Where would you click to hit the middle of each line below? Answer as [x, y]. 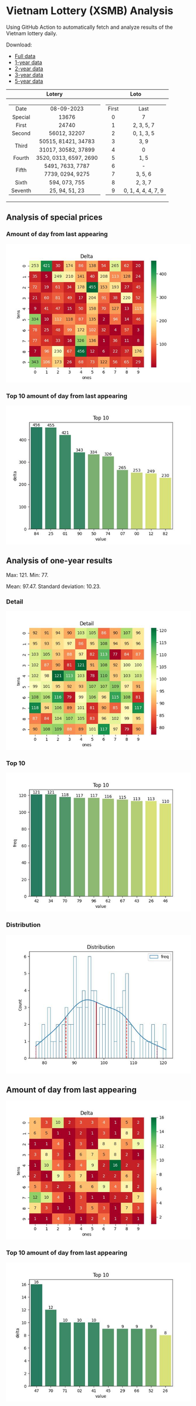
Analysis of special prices [54, 218]
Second [21, 133]
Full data [25, 56]
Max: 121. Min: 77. [27, 575]
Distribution [23, 925]
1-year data [28, 62]
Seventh [21, 190]
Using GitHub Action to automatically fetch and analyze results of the [89, 27]
